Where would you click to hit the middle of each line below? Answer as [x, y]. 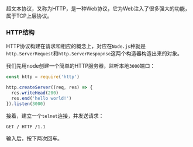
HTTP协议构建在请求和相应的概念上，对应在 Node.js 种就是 [76, 46]
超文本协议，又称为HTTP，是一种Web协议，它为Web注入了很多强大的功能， [98, 8]
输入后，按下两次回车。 [34, 138]
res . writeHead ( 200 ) [35, 93]
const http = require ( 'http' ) [43, 77]
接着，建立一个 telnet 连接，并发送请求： [55, 116]
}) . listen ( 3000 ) [26, 104]
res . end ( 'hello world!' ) [42, 98]
